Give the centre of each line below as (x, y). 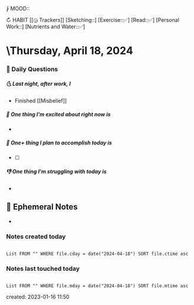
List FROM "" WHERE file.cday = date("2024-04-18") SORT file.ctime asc (97, 254)
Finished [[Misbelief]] (41, 101)
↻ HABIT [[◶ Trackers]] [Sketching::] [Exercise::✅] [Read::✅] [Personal (93, 20)
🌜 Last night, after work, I (38, 83)
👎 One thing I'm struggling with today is (57, 171)
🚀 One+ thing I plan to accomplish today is (59, 142)
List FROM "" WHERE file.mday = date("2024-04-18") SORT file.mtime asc (97, 286)
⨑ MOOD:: (18, 9)
